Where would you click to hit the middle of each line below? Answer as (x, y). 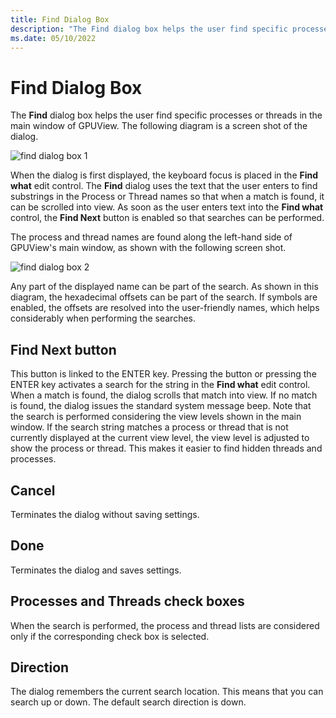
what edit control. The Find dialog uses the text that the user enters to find (164, 186)
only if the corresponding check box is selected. (110, 636)
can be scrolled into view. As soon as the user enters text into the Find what (167, 207)
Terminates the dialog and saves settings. (96, 570)
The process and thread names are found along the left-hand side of (151, 237)
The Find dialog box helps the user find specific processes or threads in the (166, 115)
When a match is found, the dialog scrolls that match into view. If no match (164, 395)
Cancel (33, 490)
